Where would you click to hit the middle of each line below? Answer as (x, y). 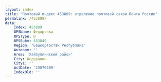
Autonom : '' (26, 50)
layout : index (19, 9)
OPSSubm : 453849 (30, 41)
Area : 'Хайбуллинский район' (43, 54)
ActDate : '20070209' (35, 68)
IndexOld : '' (27, 72)
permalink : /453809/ (26, 18)
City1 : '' (24, 63)
